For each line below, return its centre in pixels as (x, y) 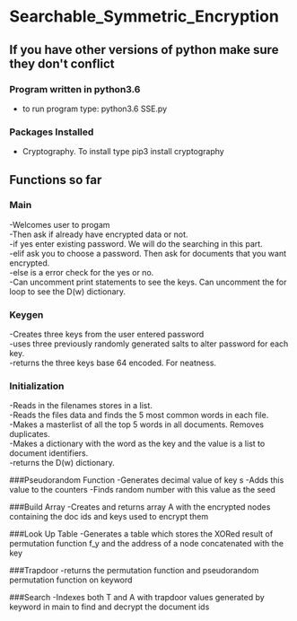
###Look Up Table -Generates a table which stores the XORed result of (141, 534)
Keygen (26, 314)
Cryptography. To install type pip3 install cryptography (123, 152)
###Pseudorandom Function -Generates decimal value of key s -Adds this (147, 480)
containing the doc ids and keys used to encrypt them (109, 517)
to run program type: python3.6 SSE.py (95, 109)
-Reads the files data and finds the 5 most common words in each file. (139, 415)
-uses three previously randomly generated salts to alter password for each (149, 344)
